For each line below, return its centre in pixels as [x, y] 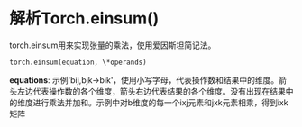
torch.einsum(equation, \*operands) [78, 62]
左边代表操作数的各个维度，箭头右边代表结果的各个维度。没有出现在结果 [151, 91]
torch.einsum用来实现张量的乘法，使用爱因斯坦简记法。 [113, 45]
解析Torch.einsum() [84, 18]
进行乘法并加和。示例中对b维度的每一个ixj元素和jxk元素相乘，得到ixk [160, 102]
